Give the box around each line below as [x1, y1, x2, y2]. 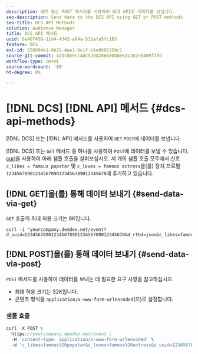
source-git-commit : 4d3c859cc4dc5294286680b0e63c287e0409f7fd [6, 53, 162, 59]
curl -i [6, 227, 25, 233]
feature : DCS [6, 42, 38, 48]
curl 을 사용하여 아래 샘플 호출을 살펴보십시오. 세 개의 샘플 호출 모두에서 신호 [6, 155, 180, 162]
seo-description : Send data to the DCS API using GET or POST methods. [6, 14, 186, 20]
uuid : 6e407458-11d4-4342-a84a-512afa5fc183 [6, 36, 117, 42]
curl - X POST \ [6, 326, 44, 332]
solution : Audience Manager [6, 25, 75, 31]
